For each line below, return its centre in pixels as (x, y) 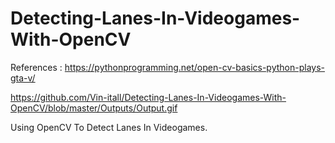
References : (36, 67)
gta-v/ (23, 78)
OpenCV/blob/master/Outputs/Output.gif (94, 108)
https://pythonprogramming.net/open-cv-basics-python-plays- (195, 67)
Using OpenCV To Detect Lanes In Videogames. (109, 127)
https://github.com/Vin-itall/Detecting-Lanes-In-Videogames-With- (148, 97)
